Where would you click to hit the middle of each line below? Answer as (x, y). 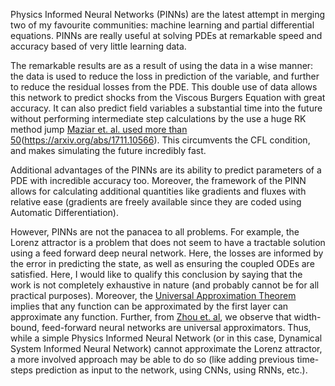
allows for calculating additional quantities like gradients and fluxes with (158, 191)
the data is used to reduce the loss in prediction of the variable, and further (165, 76)
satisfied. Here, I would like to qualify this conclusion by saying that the (156, 274)
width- (307, 317)
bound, (25, 327)
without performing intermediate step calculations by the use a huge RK (158, 118)
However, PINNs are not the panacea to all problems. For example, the (155, 232)
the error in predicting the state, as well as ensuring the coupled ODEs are (162, 263)
